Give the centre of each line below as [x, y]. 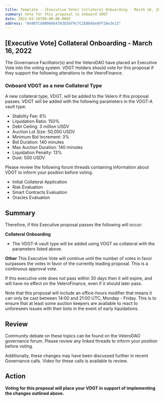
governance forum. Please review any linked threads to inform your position [81, 341]
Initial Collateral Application [40, 182]
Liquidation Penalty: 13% [37, 153]
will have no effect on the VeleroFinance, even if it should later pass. [74, 283]
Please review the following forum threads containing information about [77, 167]
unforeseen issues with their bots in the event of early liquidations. [72, 308]
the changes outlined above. [35, 393]
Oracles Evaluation [31, 198]
